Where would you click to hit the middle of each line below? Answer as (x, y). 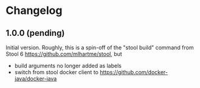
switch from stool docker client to (56, 72)
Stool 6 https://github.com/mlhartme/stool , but (64, 54)
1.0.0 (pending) (35, 33)
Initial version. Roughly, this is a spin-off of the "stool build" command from (100, 47)
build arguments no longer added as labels (68, 66)
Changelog (34, 11)
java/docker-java (36, 79)
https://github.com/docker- (134, 72)
